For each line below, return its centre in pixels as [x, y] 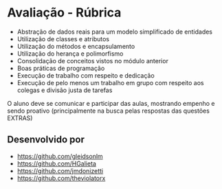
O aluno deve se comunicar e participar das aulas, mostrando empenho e [111, 103]
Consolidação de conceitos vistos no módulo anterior [92, 60]
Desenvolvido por [46, 140]
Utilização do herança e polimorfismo [70, 54]
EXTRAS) [20, 118]
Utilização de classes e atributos [63, 38]
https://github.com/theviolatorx [61, 178]
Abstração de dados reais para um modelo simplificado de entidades [115, 32]
